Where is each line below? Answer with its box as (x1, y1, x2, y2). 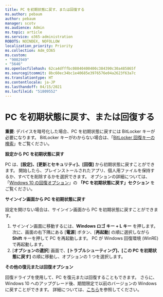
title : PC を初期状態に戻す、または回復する (5, 7, 85, 12)
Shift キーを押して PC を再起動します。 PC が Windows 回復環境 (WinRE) (12, 235, 159, 241)
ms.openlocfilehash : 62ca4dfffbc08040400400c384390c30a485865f (5, 66, 136, 71)
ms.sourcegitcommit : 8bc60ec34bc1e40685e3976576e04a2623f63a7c (5, 71, 136, 76)
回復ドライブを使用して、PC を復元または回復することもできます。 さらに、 (5, 275, 157, 280)
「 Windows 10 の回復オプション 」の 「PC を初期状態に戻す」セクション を (5, 180, 155, 186)
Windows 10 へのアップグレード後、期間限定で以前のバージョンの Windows (5, 280, 157, 286)
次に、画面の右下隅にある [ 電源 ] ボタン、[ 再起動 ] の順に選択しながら (12, 229, 150, 235)
